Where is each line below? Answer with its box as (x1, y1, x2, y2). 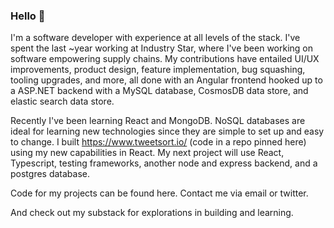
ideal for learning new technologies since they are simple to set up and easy (10, 125, 325, 138)
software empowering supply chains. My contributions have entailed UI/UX (10, 53, 320, 65)
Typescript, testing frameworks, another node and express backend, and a (10, 157, 318, 169)
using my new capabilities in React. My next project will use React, (10, 147, 285, 159)
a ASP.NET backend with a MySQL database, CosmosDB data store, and (10, 85, 309, 97)
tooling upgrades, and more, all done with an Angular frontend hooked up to (10, 74, 323, 86)
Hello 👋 (10, 9, 46, 23)
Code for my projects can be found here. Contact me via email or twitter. (10, 187, 309, 199)
